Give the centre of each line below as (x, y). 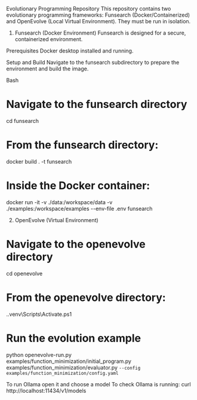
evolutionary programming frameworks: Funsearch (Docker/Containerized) (98, 15)
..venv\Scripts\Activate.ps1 (39, 314)
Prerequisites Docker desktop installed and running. (70, 51)
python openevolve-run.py (39, 355)
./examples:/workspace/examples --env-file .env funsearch (79, 208)
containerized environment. (49, 39)
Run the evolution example (74, 338)
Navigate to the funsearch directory (97, 104)
